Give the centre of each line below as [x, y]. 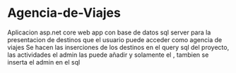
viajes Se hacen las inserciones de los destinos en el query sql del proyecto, [118, 47]
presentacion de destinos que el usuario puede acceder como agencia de [115, 39]
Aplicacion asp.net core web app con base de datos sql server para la [109, 32]
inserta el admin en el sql [44, 62]
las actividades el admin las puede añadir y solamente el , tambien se [108, 55]
